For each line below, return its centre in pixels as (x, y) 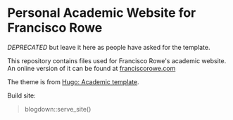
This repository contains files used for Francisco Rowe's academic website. (117, 60)
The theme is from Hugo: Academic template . (73, 81)
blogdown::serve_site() (58, 109)
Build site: (22, 95)
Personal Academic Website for (102, 13)
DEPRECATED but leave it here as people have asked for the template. (109, 47)
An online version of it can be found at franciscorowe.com (92, 68)
